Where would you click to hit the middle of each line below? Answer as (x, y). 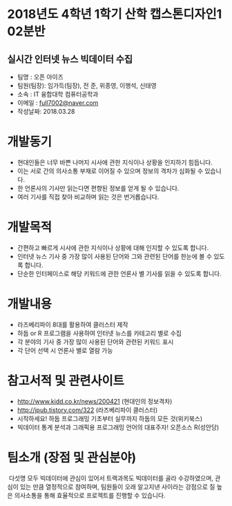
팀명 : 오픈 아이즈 (40, 77)
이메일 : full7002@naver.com (58, 103)
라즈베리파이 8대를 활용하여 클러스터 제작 (73, 324)
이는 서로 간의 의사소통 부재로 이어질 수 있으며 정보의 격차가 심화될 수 (110, 171)
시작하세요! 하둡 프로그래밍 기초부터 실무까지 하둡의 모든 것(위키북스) (109, 418)
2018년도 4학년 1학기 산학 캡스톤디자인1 (115, 14)
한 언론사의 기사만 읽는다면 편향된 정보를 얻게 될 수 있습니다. (98, 188)
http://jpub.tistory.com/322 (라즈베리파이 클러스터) (87, 410)
